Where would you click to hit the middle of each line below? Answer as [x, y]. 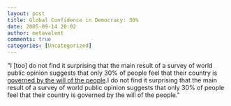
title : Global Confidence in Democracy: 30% [73, 20]
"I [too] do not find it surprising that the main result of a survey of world [110, 65]
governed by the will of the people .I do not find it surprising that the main [112, 80]
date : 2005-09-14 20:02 [42, 26]
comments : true [29, 39]
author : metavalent [36, 33]
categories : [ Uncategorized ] [50, 46]
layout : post [26, 14]
